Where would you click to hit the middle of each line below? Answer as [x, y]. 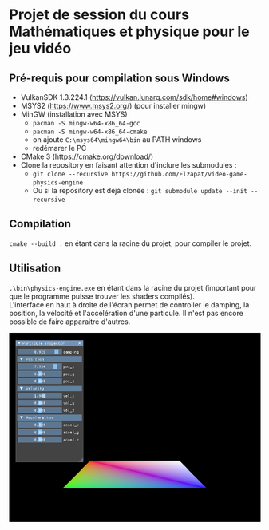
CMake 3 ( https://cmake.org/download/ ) [87, 156]
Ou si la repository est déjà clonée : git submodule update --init [140, 190]
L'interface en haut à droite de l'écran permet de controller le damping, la [129, 304]
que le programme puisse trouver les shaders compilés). [102, 296]
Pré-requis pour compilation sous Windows [119, 78]
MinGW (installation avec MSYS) [74, 114]
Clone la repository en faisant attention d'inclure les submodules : [129, 165]
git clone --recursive [70, 174]
